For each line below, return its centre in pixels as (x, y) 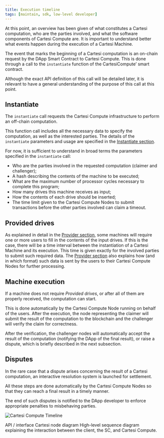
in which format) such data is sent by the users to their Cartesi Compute (78, 261)
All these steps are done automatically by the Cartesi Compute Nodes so (78, 386)
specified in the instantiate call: (38, 156)
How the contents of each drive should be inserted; (64, 197)
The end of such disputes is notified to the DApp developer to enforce (76, 401)
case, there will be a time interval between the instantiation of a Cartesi (77, 245)
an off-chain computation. (31, 121)
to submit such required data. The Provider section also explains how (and (80, 256)
